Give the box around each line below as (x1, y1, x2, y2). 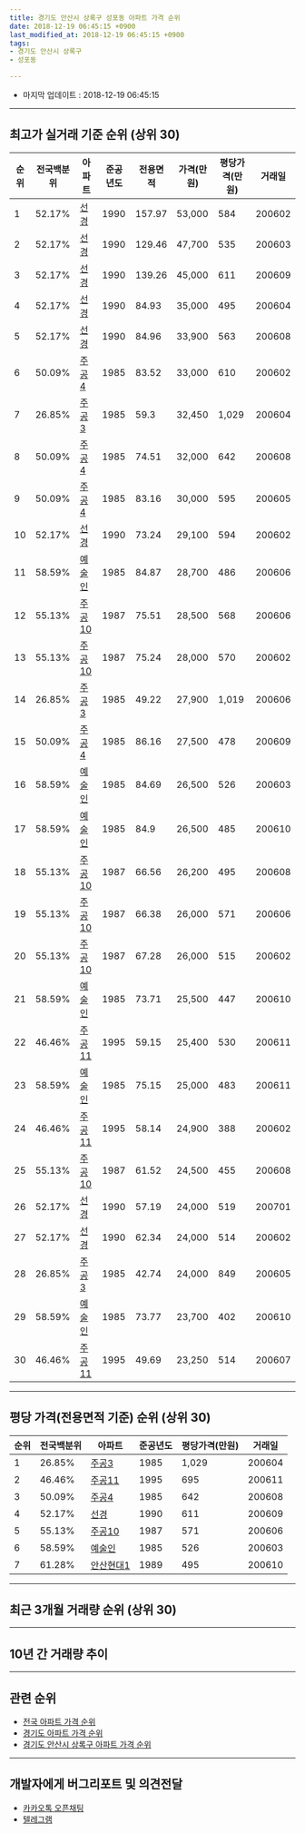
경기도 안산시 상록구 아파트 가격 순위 (22, 1739, 152, 1750)
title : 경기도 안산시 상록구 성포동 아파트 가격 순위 (9, 13, 181, 23)
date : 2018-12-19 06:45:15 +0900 (9, 22, 136, 31)
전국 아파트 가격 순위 (22, 1717, 96, 1728)
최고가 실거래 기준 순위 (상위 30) (9, 127, 181, 143)
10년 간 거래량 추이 (9, 1646, 109, 1661)
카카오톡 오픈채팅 (22, 1802, 84, 1813)
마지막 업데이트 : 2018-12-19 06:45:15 (22, 90, 160, 100)
